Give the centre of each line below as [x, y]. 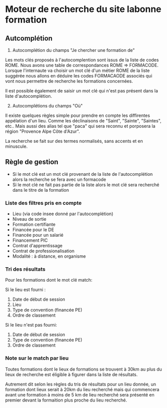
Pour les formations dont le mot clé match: [49, 280]
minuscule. [16, 146]
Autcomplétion [29, 38]
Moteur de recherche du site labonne [83, 9]
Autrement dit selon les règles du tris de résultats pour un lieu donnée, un [81, 384]
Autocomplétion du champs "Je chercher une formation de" [74, 50]
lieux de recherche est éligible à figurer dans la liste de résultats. [72, 374]
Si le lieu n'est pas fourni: [31, 325]
